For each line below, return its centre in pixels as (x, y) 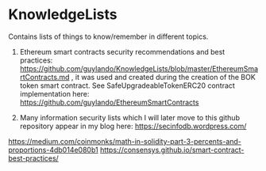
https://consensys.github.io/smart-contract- (172, 150)
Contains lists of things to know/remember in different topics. (108, 36)
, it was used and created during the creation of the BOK (163, 77)
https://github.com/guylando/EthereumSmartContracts (109, 102)
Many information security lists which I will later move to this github (130, 117)
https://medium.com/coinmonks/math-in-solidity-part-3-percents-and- (125, 141)
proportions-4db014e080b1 (53, 150)
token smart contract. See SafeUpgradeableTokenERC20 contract (127, 85)
